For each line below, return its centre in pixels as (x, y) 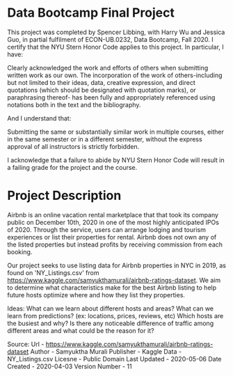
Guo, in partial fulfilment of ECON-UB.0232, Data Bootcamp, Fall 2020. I (110, 39)
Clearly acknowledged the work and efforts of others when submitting (108, 68)
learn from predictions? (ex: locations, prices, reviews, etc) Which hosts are (115, 315)
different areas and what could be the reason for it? (81, 330)
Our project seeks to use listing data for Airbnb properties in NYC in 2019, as (116, 265)
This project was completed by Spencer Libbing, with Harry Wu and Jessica (116, 32)
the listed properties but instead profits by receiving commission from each (115, 244)
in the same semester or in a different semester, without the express (105, 139)
